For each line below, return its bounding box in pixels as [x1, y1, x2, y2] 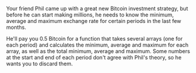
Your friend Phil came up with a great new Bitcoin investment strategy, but [6, 5, 188, 12]
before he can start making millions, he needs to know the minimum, [6, 11, 174, 18]
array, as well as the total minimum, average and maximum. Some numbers [6, 48, 191, 55]
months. [6, 24, 27, 31]
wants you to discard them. [6, 60, 73, 67]
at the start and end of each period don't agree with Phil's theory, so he [6, 54, 182, 61]
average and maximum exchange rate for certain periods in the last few [6, 18, 182, 24]
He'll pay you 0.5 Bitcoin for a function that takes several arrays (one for [6, 35, 183, 42]
